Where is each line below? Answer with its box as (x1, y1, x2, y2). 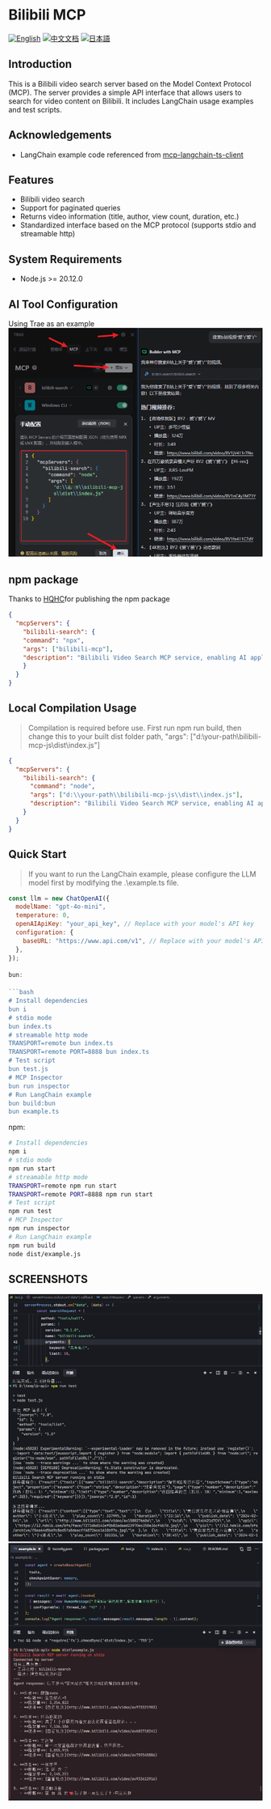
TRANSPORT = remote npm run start (8, 1182, 117, 1190)
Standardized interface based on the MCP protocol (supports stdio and (19, 220, 256, 230)
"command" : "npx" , (23, 636, 85, 644)
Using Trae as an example (8, 319, 95, 329)
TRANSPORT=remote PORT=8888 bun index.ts (8, 1048, 150, 1056)
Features (8, 172, 54, 187)
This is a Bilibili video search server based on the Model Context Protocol (8, 79, 252, 88)
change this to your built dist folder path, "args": (27, 731, 189, 741)
